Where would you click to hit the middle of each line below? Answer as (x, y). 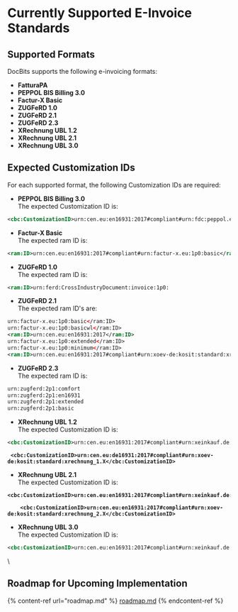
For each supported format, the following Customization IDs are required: (114, 185)
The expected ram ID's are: (57, 308)
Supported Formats (51, 54)
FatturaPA (33, 85)
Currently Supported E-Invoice (100, 13)
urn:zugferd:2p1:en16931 (44, 395)
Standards (39, 28)
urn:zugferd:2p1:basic (41, 409)
